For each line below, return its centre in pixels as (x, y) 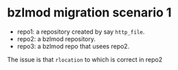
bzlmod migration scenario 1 (89, 13)
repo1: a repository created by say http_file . (81, 32)
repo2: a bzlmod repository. (56, 38)
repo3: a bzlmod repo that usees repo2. (73, 46)
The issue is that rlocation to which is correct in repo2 (85, 59)
